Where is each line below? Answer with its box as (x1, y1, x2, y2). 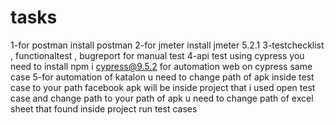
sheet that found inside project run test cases (10, 102, 198, 115)
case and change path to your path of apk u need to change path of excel (10, 92, 314, 104)
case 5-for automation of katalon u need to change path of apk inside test (10, 71, 315, 83)
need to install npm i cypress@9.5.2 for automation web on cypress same (10, 60, 313, 72)
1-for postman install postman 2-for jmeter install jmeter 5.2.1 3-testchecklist (10, 39, 325, 51)
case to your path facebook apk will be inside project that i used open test (10, 81, 316, 93)
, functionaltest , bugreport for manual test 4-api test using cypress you (10, 49, 305, 61)
